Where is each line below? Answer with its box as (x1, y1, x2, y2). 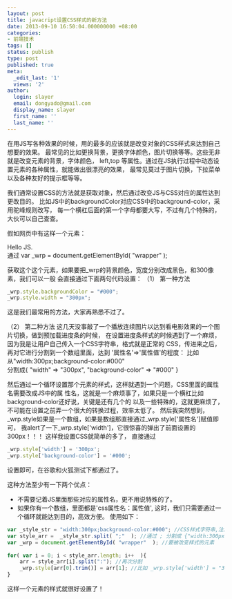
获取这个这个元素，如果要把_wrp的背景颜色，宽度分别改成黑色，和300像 (7, 265, 214, 274)
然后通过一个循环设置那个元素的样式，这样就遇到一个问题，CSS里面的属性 (7, 381, 220, 389)
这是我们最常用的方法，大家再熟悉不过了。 (7, 308, 128, 316)
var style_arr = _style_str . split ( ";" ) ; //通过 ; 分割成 (7, 533, 182, 540)
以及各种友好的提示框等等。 (7, 173, 86, 182)
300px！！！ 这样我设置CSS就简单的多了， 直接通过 (7, 432, 157, 441)
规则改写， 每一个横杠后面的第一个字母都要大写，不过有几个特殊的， (25, 205, 221, 214)
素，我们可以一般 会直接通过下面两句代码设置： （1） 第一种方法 (7, 274, 191, 283)
